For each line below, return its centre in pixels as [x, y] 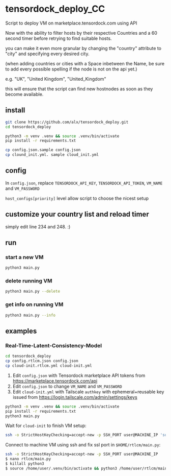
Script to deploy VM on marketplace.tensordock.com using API [71, 23]
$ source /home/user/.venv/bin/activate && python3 [61, 468]
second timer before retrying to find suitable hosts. [59, 38]
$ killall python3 [25, 464]
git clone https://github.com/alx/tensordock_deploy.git [67, 122]
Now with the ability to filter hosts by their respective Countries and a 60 [81, 33]
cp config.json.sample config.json [43, 150]
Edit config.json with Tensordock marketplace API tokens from [79, 375]
